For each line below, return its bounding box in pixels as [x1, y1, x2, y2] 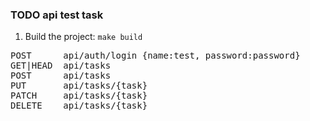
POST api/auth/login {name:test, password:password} [10, 50, 301, 62]
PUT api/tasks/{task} [10, 80, 148, 92]
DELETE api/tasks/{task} [10, 100, 148, 112]
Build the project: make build [24, 31, 143, 43]
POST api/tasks [10, 70, 112, 82]
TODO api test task [10, 8, 104, 22]
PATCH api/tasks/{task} [10, 90, 148, 102]
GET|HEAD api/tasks [10, 60, 112, 72]
